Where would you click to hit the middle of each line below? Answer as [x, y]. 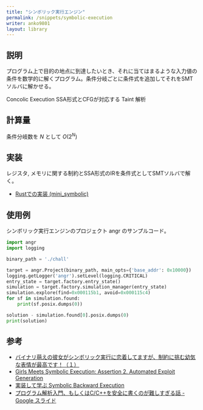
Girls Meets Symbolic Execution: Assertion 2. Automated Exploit [95, 372]
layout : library [27, 29]
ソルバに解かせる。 [30, 87]
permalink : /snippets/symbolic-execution [60, 18]
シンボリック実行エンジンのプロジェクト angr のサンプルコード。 [88, 231]
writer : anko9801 [28, 23]
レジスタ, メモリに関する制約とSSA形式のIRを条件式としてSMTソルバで [96, 173]
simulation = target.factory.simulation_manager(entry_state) [87, 287]
